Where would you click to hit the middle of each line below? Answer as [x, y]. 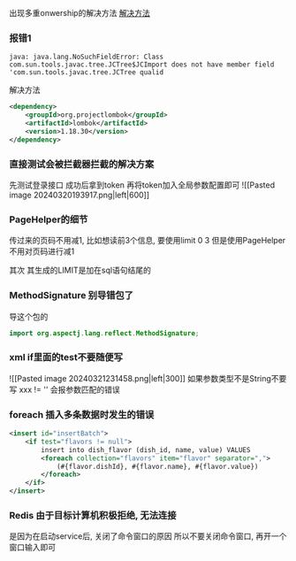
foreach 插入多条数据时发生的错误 [82, 414]
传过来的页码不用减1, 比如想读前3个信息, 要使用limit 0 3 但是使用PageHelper [148, 241]
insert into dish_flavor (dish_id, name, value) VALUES [146, 450]
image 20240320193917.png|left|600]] [80, 195]
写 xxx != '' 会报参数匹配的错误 [65, 389]
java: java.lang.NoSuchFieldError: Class [87, 57]
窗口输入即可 [32, 548]
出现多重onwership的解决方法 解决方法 [80, 13]
